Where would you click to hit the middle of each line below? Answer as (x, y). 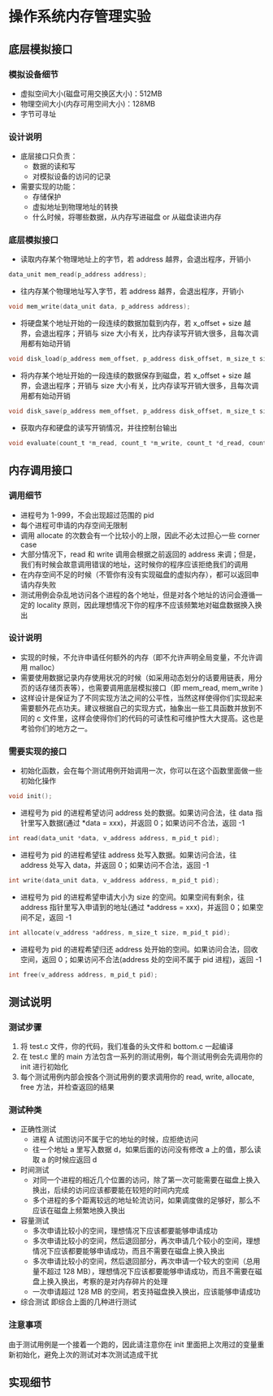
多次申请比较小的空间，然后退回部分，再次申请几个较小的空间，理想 (146, 1241)
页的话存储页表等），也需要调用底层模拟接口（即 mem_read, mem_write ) (141, 687)
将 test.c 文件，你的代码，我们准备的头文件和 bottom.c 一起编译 (127, 1047)
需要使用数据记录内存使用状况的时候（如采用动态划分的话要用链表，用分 (141, 677)
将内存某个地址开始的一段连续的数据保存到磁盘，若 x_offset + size (131, 375)
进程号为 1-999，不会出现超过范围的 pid (87, 515)
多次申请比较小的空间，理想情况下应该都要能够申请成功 (125, 1231)
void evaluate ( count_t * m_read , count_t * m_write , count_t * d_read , (127, 443)
